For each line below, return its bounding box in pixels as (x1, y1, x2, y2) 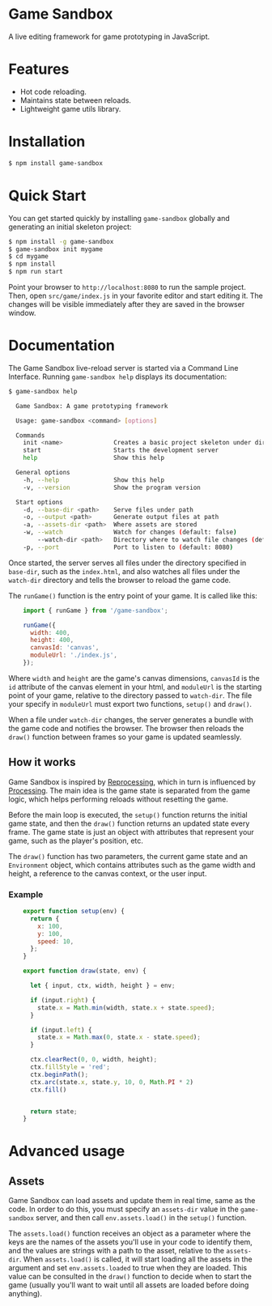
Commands (15, 431, 45, 440)
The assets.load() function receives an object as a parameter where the (8, 1228, 251, 1239)
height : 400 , (29, 636, 74, 644)
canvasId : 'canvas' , (29, 644, 100, 652)
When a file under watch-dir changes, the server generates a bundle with (8, 714, 253, 725)
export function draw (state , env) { (23, 967, 147, 976)
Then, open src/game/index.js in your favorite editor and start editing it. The (8, 291, 263, 300)
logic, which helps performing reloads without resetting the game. (8, 794, 228, 804)
